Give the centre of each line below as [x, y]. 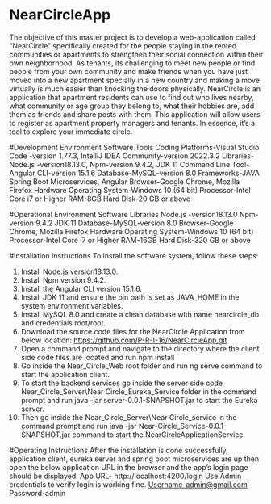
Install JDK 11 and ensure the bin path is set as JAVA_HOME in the [130, 297]
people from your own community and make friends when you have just [129, 71]
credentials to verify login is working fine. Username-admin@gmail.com [129, 484]
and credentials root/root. [63, 323]
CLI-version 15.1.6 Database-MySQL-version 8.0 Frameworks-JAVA [148, 173]
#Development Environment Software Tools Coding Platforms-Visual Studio [134, 147]
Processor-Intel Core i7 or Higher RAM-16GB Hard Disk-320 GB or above [130, 240]
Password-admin [38, 493]
